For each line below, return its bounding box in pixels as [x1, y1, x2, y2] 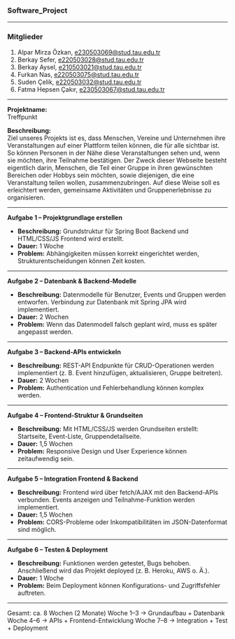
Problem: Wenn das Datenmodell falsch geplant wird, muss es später [17, 320, 218, 328]
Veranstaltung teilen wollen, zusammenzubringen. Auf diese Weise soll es [7, 178, 220, 187]
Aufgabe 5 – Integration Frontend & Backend [7, 475, 138, 483]
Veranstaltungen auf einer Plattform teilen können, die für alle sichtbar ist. [7, 141, 220, 149]
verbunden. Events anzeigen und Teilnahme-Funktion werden [17, 496, 195, 504]
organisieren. [7, 193, 45, 202]
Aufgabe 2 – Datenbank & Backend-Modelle [7, 276, 137, 285]
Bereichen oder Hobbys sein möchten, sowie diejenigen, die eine [7, 171, 194, 179]
